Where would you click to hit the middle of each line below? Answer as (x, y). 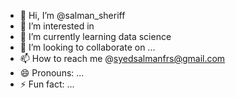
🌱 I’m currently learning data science (95, 36)
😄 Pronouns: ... (52, 73)
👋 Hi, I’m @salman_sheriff (72, 15)
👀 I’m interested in (57, 26)
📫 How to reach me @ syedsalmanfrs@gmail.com (122, 58)
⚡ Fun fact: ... (47, 84)
